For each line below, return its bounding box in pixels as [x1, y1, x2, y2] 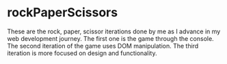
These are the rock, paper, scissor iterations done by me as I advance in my [7, 27, 221, 35]
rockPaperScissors [7, 5, 118, 20]
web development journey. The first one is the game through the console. [7, 34, 214, 42]
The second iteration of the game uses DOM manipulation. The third [7, 42, 199, 50]
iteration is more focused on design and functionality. [7, 49, 157, 57]
